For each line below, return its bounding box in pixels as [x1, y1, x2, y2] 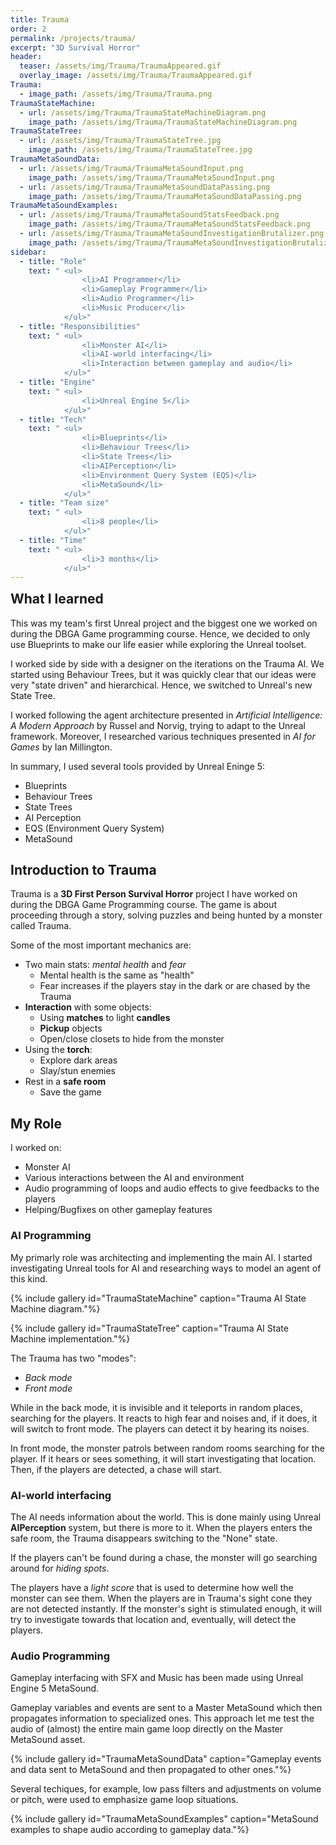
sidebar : [10, 247, 47, 257]
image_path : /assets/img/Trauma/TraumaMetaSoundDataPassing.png [28, 191, 302, 201]
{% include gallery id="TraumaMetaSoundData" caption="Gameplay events [10, 1753, 322, 1765]
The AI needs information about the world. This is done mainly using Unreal [10, 1511, 322, 1523]
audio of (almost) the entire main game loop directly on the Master [10, 1723, 284, 1735]
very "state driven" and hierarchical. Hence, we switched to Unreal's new [10, 679, 313, 691]
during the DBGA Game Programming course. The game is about [10, 899, 277, 911]
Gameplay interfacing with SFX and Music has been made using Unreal [10, 1672, 304, 1684]
